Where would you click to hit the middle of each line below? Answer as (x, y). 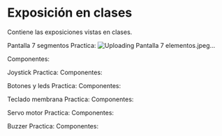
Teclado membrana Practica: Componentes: (71, 99)
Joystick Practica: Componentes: (55, 72)
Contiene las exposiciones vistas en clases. (70, 32)
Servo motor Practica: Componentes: (60, 112)
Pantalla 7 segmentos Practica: (52, 45)
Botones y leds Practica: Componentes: (64, 85)
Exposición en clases (70, 13)
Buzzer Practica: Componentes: (53, 126)
